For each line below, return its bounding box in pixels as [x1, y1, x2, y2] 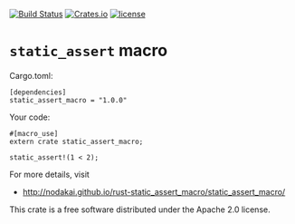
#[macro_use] [9, 129, 59, 138]
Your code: [9, 112, 51, 122]
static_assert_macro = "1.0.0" [9, 95, 128, 104]
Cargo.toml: [9, 70, 53, 81]
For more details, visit [9, 169, 90, 180]
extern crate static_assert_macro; [9, 137, 144, 146]
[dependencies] [9, 87, 67, 97]
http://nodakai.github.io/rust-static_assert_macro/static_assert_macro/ [22, 186, 286, 197]
